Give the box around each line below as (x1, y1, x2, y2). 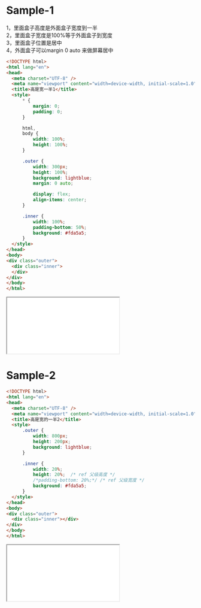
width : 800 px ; (32, 433, 68, 439)
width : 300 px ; (32, 164, 68, 170)
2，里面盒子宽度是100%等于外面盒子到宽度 (6, 31, 112, 39)
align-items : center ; (32, 197, 87, 203)
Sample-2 (6, 369, 56, 382)
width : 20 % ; (32, 466, 63, 472)
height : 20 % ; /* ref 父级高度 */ (32, 471, 115, 478)
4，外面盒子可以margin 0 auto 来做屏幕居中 (6, 46, 114, 54)
